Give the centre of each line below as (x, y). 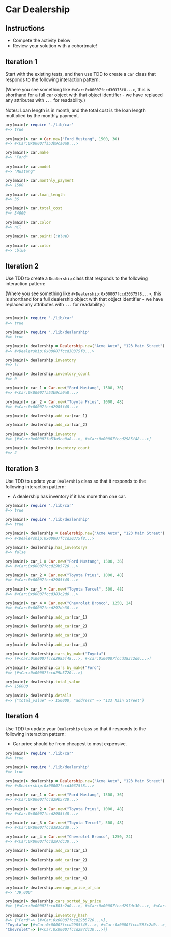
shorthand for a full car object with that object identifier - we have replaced (84, 95)
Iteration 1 (21, 62)
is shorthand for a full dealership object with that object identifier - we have (84, 299)
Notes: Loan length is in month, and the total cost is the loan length (76, 110)
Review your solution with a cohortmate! (55, 46)
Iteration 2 (22, 266)
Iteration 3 (22, 469)
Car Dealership (38, 9)
